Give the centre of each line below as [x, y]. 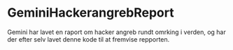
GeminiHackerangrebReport [91, 13]
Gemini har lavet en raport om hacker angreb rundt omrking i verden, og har [116, 32]
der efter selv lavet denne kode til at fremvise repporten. [89, 39]
